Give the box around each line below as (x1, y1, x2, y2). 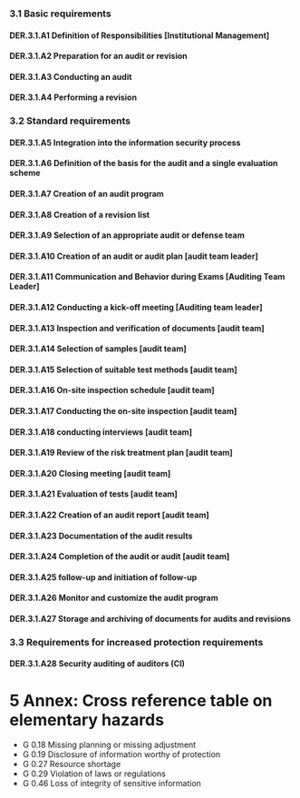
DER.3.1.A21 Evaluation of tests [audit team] (9, 488, 179, 499)
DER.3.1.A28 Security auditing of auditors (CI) (9, 658, 186, 669)
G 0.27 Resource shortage (22, 759, 121, 770)
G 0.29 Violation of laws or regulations (22, 768, 166, 779)
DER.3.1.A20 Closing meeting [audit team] (9, 468, 171, 478)
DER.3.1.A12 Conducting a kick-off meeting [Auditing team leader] (9, 301, 263, 312)
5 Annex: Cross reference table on (9, 690, 273, 711)
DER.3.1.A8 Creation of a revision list (9, 209, 150, 220)
